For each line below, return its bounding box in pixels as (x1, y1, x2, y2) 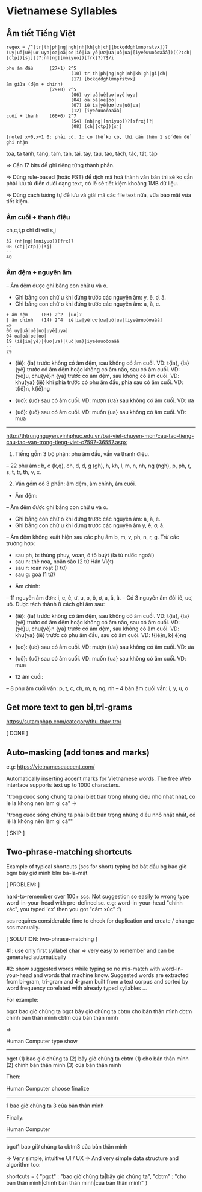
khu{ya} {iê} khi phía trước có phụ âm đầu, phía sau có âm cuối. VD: (14, 379, 183, 386)
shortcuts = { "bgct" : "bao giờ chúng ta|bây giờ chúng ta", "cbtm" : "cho (6, 1173, 186, 1180)
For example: (6, 996, 39, 1004)
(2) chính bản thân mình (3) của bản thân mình (6, 1062, 121, 1069)
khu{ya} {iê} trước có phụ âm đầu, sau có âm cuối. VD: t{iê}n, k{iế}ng (14, 631, 186, 638)
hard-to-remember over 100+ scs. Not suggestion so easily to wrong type (6, 892, 189, 900)
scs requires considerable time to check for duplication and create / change (6, 917, 194, 924)
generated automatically (6, 953, 67, 961)
